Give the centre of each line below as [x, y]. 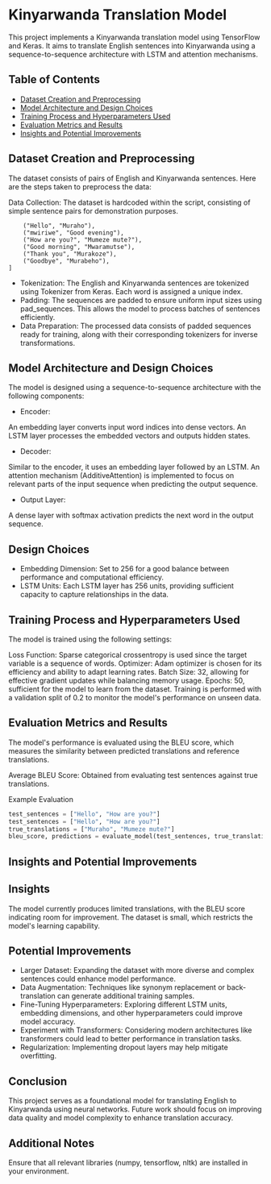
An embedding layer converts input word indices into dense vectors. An [127, 427]
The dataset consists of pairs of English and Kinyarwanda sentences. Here [132, 178]
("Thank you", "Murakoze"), [70, 254]
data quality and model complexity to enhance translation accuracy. [121, 1118]
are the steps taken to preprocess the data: [80, 186]
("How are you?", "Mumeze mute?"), [83, 239]
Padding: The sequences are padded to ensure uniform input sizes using [141, 300]
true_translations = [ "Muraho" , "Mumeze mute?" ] [92, 829]
